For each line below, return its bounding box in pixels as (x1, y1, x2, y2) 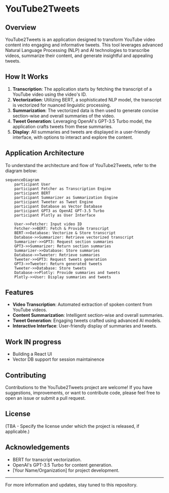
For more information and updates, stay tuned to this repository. (5, 481, 138, 487)
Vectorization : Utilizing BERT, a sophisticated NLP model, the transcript (12, 96, 162, 102)
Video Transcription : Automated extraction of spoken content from (12, 301, 152, 308)
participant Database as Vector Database (14, 204, 102, 209)
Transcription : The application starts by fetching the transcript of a (12, 86, 152, 92)
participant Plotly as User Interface (14, 212, 96, 217)
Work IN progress (5, 338, 62, 346)
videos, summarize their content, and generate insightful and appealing (5, 52, 153, 59)
